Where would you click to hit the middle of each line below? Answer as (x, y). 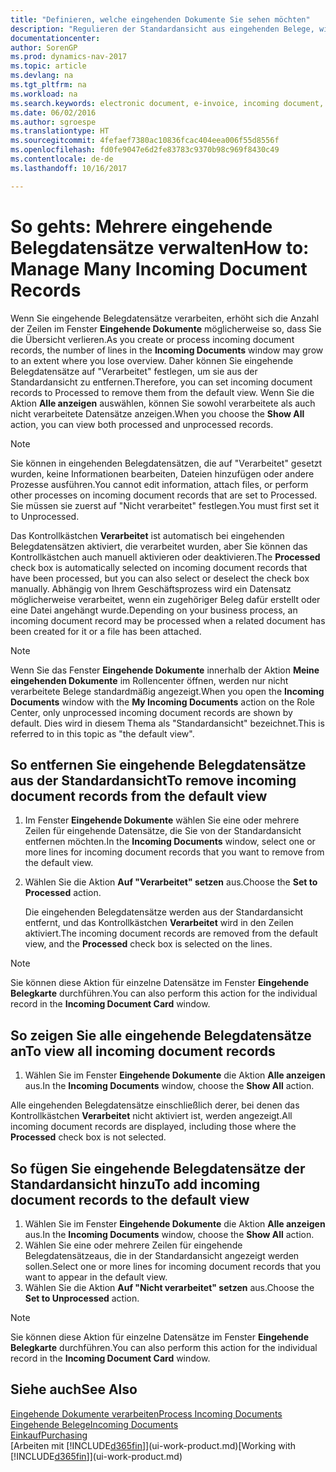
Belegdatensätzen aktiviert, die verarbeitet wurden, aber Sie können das (159, 546)
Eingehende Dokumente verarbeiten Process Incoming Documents (146, 1413)
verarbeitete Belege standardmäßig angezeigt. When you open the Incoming (167, 691)
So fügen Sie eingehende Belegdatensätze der (158, 1168)
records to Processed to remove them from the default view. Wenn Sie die (162, 392)
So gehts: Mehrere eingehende (141, 226)
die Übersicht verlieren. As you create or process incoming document (152, 339)
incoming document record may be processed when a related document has (168, 620)
